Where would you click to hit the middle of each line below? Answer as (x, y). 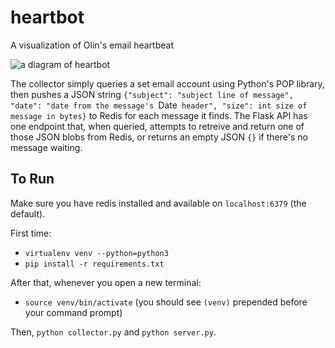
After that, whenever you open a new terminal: (106, 282)
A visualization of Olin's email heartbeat (92, 45)
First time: (31, 233)
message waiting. (46, 147)
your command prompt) (73, 312)
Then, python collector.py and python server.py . (113, 332)
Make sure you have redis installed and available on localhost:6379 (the (158, 203)
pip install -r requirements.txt (94, 264)
